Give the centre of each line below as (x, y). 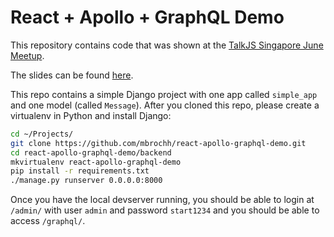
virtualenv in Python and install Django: (91, 115)
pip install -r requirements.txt (80, 171)
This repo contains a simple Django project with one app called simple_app (164, 94)
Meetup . (27, 55)
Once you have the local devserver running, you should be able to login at (162, 200)
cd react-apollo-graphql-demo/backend (91, 152)
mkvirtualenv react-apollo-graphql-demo (96, 162)
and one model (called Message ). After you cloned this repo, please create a (165, 105)
